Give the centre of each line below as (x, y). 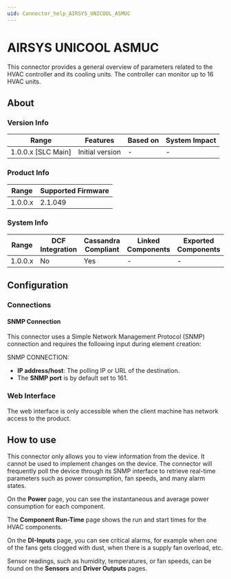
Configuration (38, 286)
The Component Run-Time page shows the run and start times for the (107, 520)
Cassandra (102, 241)
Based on (143, 141)
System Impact (191, 141)
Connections (29, 305)
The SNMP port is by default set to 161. (73, 378)
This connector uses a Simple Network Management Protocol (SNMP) (106, 337)
